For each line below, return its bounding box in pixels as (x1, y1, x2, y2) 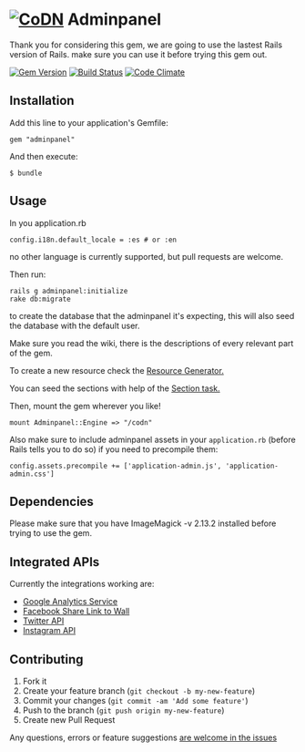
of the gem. (9, 347, 53, 358)
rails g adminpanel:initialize (9, 286, 128, 295)
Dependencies (9, 493, 94, 510)
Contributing (9, 652, 84, 667)
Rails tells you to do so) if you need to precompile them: (9, 443, 219, 455)
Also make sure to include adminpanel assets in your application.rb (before (9, 434, 296, 445)
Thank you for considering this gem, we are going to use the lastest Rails (9, 39, 283, 50)
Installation (9, 93, 75, 108)
